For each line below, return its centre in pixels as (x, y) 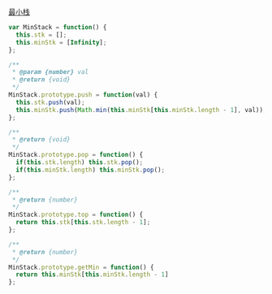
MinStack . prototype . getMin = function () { (81, 267)
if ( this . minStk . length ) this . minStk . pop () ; (90, 170)
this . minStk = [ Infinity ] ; (61, 42)
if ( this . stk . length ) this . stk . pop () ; (80, 162)
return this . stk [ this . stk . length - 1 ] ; (83, 223)
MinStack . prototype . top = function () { (76, 215)
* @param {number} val (50, 72)
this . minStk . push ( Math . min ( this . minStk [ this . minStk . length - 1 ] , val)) (140, 110)
